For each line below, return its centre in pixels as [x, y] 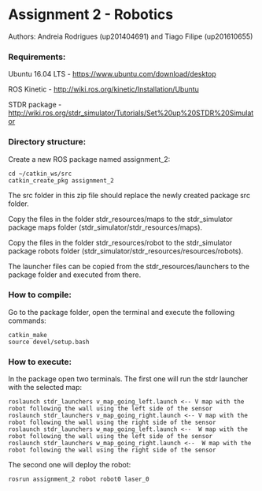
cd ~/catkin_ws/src [40, 174]
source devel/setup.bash [49, 342]
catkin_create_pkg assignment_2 [61, 180]
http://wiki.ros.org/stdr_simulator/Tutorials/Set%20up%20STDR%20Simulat [131, 113]
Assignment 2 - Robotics [91, 15]
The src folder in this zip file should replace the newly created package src [129, 195]
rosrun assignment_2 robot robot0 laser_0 [79, 479]
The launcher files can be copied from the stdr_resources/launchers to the [129, 266]
